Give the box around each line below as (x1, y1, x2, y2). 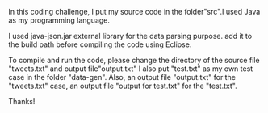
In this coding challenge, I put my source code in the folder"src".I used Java (8, 7, 261, 16)
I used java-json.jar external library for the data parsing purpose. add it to (8, 31, 253, 40)
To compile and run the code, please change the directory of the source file (8, 56, 260, 65)
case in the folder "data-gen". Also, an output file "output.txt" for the (8, 73, 237, 82)
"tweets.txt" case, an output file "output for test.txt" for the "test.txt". (8, 81, 237, 90)
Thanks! (8, 97, 36, 106)
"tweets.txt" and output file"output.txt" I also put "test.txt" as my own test (8, 64, 253, 73)
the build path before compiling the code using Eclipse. (8, 40, 192, 49)
